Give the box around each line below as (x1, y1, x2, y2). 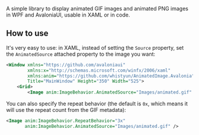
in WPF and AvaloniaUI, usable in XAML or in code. (6, 11, 130, 18)
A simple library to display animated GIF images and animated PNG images (6, 5, 188, 12)
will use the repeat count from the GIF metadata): (6, 107, 126, 114)
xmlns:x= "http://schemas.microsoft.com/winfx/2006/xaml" (27, 67, 171, 73)
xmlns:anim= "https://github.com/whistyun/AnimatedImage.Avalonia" (27, 73, 195, 79)
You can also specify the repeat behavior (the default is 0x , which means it (6, 100, 188, 107)
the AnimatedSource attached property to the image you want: (6, 50, 156, 57)
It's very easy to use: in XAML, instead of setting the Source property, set (6, 44, 184, 51)
